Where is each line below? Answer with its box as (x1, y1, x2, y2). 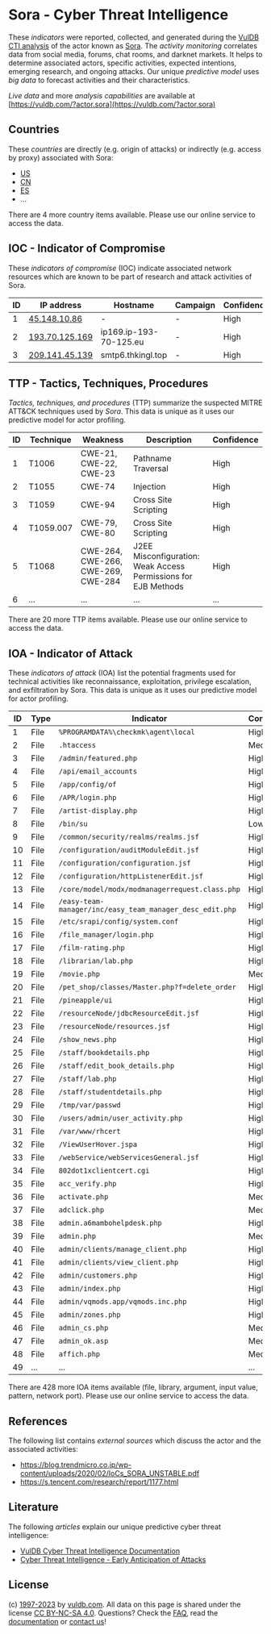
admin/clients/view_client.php (58, 1258, 179, 1267)
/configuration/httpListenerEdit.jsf (58, 872, 204, 881)
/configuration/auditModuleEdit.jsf (58, 845, 199, 855)
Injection (132, 481, 166, 493)
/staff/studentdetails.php (58, 1087, 163, 1097)
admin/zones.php (58, 1311, 121, 1319)
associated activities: (8, 1444, 79, 1453)
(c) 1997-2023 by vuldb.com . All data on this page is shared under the (8, 1599, 241, 1609)
